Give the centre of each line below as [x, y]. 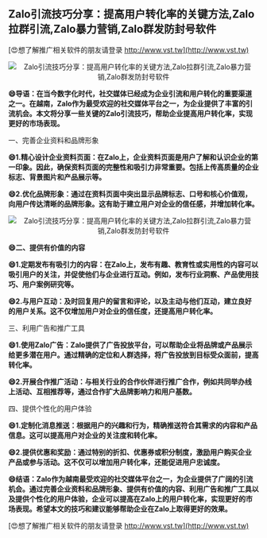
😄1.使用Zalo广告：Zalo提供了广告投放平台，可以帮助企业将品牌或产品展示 [130, 345]
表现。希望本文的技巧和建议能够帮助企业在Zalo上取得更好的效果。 [123, 509]
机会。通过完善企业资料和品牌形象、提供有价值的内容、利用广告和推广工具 [130, 489]
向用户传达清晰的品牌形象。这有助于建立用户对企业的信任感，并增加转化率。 [133, 203]
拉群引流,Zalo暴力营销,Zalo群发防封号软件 [112, 29]
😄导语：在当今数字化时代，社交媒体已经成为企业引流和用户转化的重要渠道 [130, 93]
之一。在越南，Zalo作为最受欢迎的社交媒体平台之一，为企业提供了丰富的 [127, 103]
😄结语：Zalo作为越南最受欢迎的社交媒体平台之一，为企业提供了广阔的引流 [131, 478]
